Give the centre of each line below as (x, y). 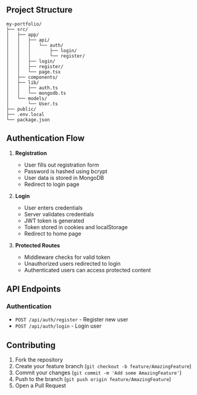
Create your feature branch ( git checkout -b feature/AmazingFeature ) (103, 366)
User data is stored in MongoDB (64, 177)
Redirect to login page (52, 184)
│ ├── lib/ (23, 82)
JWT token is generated (54, 221)
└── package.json (28, 120)
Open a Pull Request (41, 386)
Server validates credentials (59, 214)
